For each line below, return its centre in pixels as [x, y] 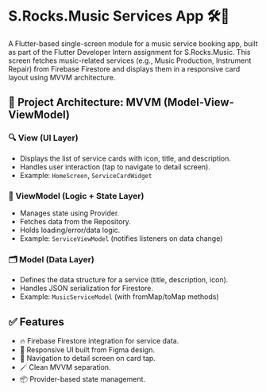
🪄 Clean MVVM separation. [65, 367]
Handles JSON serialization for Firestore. [86, 289]
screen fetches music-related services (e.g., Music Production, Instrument [130, 60]
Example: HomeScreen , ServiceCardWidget [86, 175]
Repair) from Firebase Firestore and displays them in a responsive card [124, 68]
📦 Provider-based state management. [82, 379]
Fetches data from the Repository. [75, 221]
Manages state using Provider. [69, 213]
